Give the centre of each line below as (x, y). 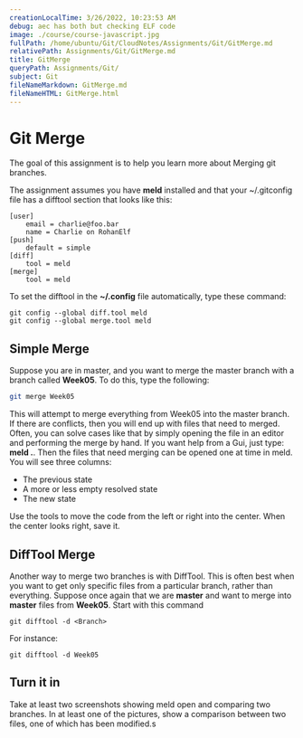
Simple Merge (49, 349)
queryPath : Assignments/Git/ (64, 69)
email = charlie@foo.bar (72, 224)
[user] (22, 217)
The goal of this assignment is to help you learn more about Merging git (142, 163)
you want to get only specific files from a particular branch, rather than (141, 585)
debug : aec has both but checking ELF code (93, 26)
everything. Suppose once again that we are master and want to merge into (151, 595)
